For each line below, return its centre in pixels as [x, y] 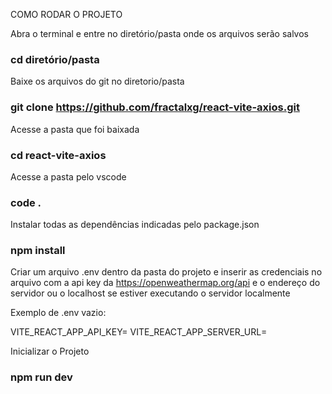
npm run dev [41, 377]
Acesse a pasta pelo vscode [68, 176]
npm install [38, 251]
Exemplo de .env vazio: [58, 313]
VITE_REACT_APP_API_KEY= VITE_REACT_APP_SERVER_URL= [139, 332]
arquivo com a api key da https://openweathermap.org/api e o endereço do [165, 283]
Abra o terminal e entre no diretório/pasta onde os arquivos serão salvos [159, 33]
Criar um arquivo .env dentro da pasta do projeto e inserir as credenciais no [166, 272]
